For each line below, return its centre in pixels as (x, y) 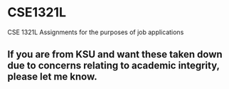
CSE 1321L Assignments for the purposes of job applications (96, 32)
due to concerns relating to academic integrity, (113, 66)
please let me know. (52, 77)
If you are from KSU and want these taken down (115, 54)
